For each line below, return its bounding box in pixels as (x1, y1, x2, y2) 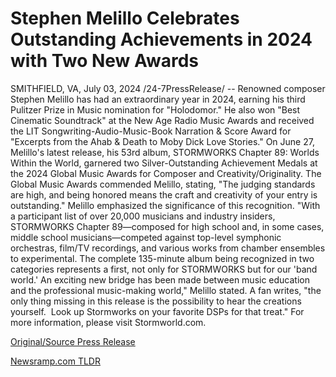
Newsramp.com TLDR (10, 355, 101, 367)
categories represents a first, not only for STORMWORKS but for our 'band (10, 263, 318, 275)
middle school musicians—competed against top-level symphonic (10, 231, 282, 243)
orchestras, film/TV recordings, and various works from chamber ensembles (10, 242, 326, 254)
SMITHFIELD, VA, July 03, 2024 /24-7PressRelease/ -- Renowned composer (10, 82, 326, 94)
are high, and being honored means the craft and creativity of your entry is (10, 188, 318, 201)
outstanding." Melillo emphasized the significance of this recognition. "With (10, 199, 321, 211)
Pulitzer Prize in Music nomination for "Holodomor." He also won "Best (10, 103, 301, 116)
